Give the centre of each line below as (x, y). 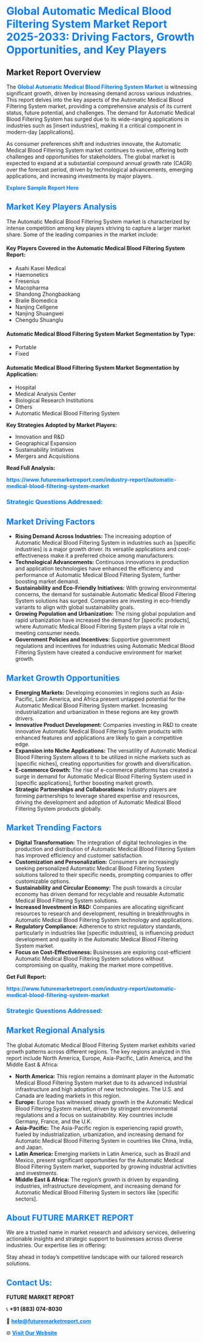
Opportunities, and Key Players (86, 50)
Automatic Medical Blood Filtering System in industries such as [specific (105, 543)
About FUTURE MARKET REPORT (70, 1218)
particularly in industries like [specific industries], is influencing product (105, 933)
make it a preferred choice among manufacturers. (112, 556)
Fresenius (27, 281)
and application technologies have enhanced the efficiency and (94, 568)
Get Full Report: (26, 976)
